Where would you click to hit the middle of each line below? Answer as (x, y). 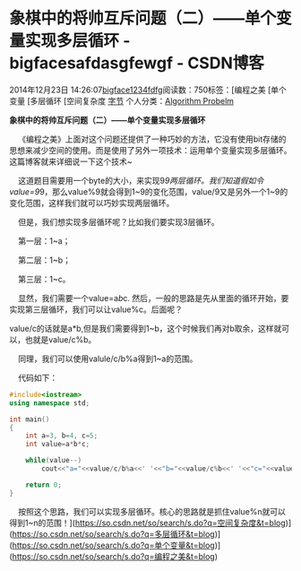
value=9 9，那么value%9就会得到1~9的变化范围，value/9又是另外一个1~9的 (149, 191)
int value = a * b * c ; (58, 445)
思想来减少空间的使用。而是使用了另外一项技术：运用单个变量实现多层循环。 (150, 150)
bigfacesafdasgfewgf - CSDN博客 (137, 63)
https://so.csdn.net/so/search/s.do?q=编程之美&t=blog (113, 556)
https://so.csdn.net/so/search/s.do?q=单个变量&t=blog (113, 545)
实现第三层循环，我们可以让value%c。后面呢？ (96, 309)
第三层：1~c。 (44, 279)
